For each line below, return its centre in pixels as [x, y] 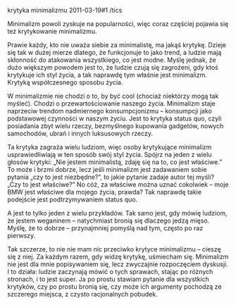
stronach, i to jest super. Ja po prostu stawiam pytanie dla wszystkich [108, 279]
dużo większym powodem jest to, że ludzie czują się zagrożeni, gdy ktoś [113, 67]
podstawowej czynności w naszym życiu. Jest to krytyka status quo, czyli [114, 118]
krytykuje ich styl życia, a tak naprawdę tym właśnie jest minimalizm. [107, 75]
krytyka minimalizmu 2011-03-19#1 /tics [65, 10]
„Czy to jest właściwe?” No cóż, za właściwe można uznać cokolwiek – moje [118, 185]
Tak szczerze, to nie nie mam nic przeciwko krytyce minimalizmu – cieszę [114, 249]
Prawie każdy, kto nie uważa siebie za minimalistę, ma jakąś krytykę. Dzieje [117, 45]
